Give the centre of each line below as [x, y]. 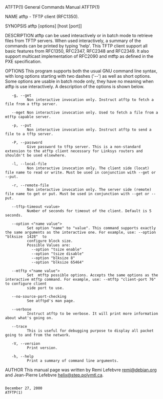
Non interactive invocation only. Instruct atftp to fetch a [90, 100]
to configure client [26, 284]
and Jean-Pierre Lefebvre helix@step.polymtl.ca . [54, 375]
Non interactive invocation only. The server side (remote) [89, 190]
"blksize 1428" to [26, 237]
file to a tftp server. [29, 134]
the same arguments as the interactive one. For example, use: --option [81, 232]
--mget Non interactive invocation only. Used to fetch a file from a [85, 112]
